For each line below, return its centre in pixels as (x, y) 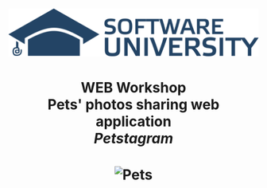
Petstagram (133, 138)
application (133, 121)
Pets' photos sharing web (133, 104)
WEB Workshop (133, 87)
